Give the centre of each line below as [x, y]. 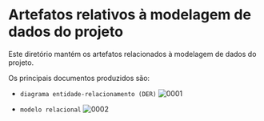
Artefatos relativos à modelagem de [130, 15]
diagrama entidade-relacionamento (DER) [88, 94]
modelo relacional [50, 110]
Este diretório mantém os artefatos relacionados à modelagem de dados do [132, 54]
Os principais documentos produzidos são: [79, 78]
